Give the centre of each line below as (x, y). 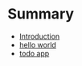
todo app (34, 53)
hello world (38, 44)
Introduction (39, 36)
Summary (41, 14)
